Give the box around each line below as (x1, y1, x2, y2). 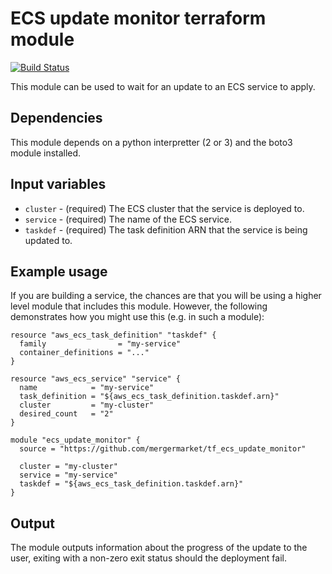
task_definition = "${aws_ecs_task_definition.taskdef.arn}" (19, 392, 280, 402)
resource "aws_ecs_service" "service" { (10, 374, 182, 384)
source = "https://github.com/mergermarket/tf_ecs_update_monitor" (19, 444, 307, 454)
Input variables (10, 176, 107, 193)
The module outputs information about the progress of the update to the (10, 542, 308, 554)
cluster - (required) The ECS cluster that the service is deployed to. (24, 202, 305, 214)
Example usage (10, 263, 108, 280)
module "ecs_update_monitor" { (10, 435, 141, 446)
